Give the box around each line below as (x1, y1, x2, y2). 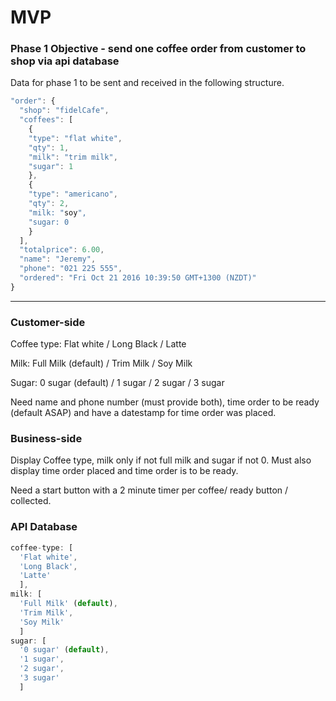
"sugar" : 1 (28, 161, 74, 171)
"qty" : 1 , (28, 142, 70, 153)
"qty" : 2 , (28, 199, 70, 209)
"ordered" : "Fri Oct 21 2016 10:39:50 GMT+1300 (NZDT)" (19, 273, 257, 283)
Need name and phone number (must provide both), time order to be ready (10, 396, 320, 408)
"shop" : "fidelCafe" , (19, 106, 110, 116)
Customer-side (10, 315, 86, 329)
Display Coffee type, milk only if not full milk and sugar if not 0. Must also (10, 454, 312, 466)
